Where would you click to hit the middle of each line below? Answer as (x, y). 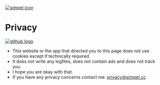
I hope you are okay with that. (43, 72)
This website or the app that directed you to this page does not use (81, 51)
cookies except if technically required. (51, 56)
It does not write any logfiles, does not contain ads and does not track (84, 61)
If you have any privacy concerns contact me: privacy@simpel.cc (79, 77)
